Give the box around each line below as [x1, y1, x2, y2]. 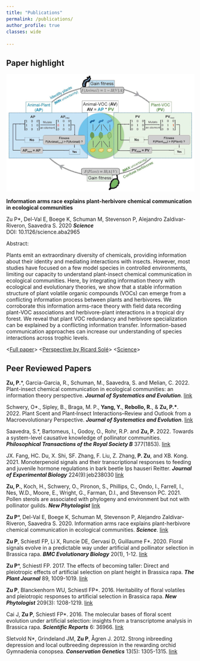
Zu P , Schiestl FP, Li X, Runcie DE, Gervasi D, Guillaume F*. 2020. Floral [6, 538, 183, 545]
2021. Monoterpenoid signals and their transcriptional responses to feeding [6, 459, 192, 466]
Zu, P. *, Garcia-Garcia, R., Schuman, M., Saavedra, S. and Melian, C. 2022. [6, 379, 190, 386]
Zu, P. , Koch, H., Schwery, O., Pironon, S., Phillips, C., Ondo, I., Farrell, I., [6, 483, 184, 490]
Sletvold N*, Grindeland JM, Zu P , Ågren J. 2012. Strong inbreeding [6, 635, 173, 642]
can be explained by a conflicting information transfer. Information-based [6, 322, 187, 329]
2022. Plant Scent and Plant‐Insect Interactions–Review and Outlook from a [6, 410, 191, 417]
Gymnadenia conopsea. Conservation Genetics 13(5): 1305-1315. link [6, 648, 178, 655]
